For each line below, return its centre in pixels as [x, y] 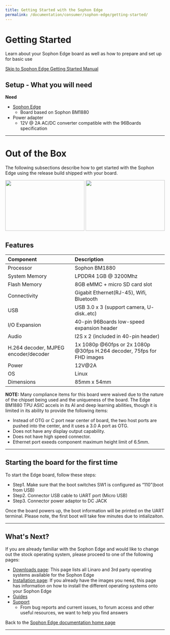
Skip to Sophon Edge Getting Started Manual [52, 69]
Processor [20, 268]
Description [89, 259]
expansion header [96, 328]
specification [34, 128]
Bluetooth [86, 299]
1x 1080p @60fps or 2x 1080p [113, 344]
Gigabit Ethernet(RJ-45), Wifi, [111, 293]
